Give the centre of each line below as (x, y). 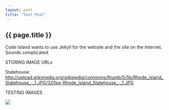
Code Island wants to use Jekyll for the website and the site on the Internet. (84, 47)
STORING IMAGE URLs (29, 62)
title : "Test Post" (26, 15)
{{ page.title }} (29, 35)
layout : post (19, 10)
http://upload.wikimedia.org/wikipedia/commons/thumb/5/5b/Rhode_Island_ (84, 77)
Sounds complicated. (27, 52)
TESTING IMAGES (24, 93)
